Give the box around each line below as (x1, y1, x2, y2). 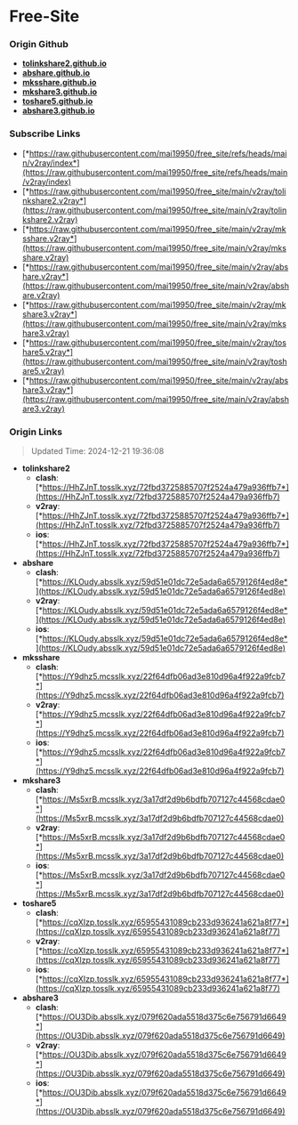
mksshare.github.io (21, 77, 97, 88)
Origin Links (9, 425, 63, 438)
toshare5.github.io (21, 96, 93, 107)
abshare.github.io (21, 68, 91, 78)
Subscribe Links (9, 127, 81, 140)
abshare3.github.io (21, 105, 95, 117)
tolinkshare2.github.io (21, 58, 107, 69)
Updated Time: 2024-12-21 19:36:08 (30, 446, 165, 457)
